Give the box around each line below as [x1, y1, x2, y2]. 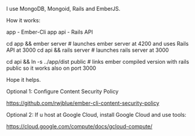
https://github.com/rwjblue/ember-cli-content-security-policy [6, 99, 160, 107]
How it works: [6, 17, 41, 23]
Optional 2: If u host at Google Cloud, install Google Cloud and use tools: [6, 111, 187, 118]
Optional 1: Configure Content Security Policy [6, 88, 119, 95]
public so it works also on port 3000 [6, 64, 97, 72]
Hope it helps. [6, 76, 41, 83]
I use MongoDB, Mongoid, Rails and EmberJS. [6, 5, 121, 12]
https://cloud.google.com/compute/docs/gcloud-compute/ [6, 123, 153, 130]
